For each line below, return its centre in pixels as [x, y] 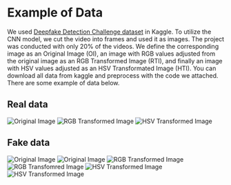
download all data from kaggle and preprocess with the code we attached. [113, 75]
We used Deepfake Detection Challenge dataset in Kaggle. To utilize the [109, 32]
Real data [28, 105]
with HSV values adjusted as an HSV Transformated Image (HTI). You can [112, 68]
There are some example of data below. [63, 83]
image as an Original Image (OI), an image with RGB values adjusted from [111, 54]
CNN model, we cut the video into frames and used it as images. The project [116, 39]
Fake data [29, 143]
